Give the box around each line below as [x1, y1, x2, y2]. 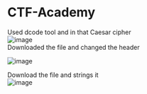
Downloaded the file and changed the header [7, 43, 140, 51]
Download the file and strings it [7, 70, 99, 79]
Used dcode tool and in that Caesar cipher [7, 28, 131, 36]
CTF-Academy [7, 4, 96, 21]
